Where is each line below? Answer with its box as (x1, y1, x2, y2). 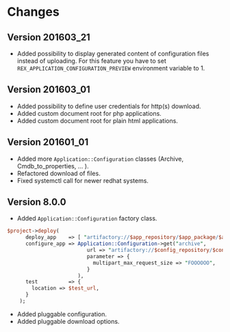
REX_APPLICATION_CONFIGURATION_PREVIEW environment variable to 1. (16, 64, 205, 72)
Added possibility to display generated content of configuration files (16, 49, 209, 58)
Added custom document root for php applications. (16, 109, 162, 117)
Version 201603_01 (7, 84, 90, 96)
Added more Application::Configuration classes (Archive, (16, 155, 183, 163)
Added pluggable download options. (16, 317, 120, 325)
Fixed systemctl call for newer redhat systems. (16, 176, 149, 185)
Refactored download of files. (16, 169, 101, 177)
